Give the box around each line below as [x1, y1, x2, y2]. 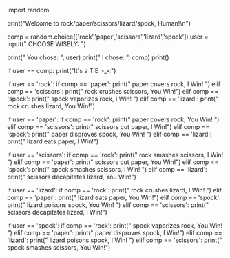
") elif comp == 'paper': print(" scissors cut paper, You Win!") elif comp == [7, 158, 219, 166]
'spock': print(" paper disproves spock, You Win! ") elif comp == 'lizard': [7, 130, 212, 138]
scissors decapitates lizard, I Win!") [7, 208, 108, 216]
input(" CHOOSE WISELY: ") [7, 40, 86, 48]
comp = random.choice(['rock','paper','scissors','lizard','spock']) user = [7, 32, 209, 41]
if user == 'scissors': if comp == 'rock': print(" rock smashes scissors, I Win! [7, 151, 224, 159]
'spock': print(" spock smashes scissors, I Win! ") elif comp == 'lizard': [7, 166, 208, 173]
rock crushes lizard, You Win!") [7, 102, 95, 110]
